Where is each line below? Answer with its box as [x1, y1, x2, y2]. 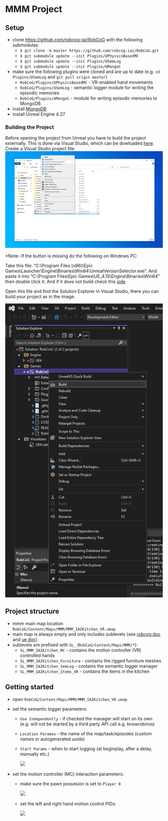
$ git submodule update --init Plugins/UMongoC [19, 64, 121, 69]
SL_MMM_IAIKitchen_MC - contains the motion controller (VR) [19, 647, 141, 653]
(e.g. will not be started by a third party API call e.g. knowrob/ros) [19, 721, 155, 727]
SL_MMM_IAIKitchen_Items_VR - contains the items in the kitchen [19, 668, 150, 674]
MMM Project [5, 4, 62, 15]
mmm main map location [12, 620, 63, 626]
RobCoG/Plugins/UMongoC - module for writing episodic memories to [19, 95, 157, 101]
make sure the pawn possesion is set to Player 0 [19, 780, 121, 786]
